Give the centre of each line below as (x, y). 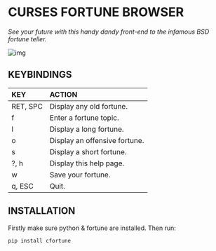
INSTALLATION (42, 211)
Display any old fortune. (89, 106)
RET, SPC (27, 106)
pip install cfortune (40, 240)
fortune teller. (27, 39)
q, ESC (22, 186)
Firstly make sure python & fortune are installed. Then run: (92, 228)
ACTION (63, 94)
